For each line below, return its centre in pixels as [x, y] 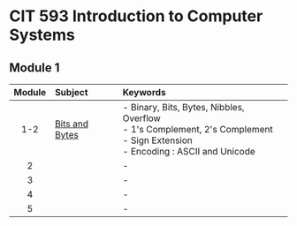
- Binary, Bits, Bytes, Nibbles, [183, 107]
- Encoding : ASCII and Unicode [189, 151]
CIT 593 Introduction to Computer [136, 16]
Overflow [141, 118]
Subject [71, 92]
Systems [42, 35]
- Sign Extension [157, 140]
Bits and [72, 124]
